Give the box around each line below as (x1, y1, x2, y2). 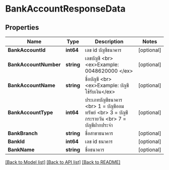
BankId (8, 138, 25, 145)
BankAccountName (8, 82, 55, 89)
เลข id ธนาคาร (84, 138, 113, 145)
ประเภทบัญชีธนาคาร (84, 96, 122, 103)
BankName (8, 146, 35, 153)
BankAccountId (8, 46, 46, 53)
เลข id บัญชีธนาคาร (84, 46, 122, 53)
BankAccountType (8, 109, 53, 116)
